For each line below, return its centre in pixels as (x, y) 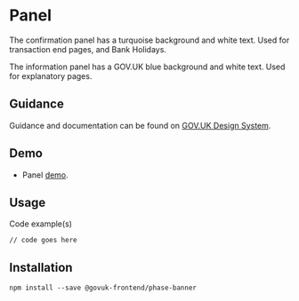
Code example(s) (41, 224)
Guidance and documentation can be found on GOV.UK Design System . (140, 125)
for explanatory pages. (51, 75)
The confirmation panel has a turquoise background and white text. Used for (149, 40)
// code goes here (43, 241)
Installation (41, 267)
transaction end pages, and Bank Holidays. (88, 49)
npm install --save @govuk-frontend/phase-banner (103, 288)
